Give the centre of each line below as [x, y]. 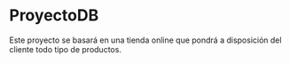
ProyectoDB [54, 16]
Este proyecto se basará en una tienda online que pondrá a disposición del [145, 40]
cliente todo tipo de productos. [66, 49]
